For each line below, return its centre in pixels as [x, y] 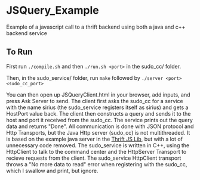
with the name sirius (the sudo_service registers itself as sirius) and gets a [97, 107]
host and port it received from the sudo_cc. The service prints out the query [99, 120]
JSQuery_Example [53, 10]
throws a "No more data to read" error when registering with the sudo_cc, [97, 164]
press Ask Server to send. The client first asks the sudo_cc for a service [95, 101]
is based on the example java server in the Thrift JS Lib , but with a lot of [95, 139]
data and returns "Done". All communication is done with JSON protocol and [100, 126]
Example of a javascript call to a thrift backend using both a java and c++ [96, 27]
